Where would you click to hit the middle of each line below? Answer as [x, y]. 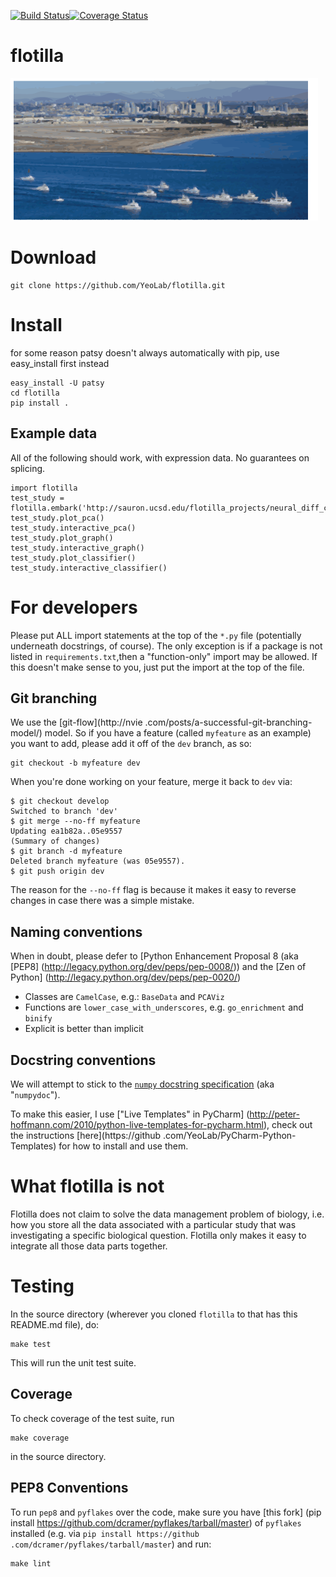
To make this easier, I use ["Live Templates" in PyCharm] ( [130, 1114]
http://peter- [274, 1114]
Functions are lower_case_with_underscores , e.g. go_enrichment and [164, 1007]
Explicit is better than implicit [84, 1029]
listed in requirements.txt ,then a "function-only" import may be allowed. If [164, 656]
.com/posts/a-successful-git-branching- [228, 722]
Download [53, 257]
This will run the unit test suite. [73, 1362]
